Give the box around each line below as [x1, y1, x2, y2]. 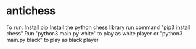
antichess [6, 4, 56, 18]
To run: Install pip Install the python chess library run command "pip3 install [6, 24, 191, 31]
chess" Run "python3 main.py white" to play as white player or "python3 [6, 30, 183, 37]
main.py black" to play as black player [6, 36, 99, 43]
